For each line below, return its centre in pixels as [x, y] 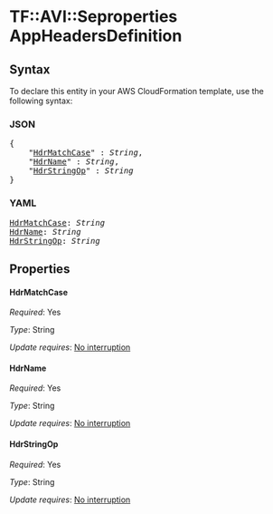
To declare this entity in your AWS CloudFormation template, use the [136, 91]
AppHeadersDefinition [96, 36]
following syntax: [41, 101]
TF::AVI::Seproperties [94, 17]
